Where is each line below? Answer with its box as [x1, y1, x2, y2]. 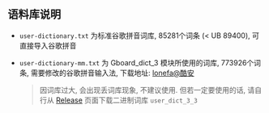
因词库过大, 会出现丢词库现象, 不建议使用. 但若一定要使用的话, [39, 85, 246, 94]
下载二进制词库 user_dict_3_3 [98, 95, 198, 105]
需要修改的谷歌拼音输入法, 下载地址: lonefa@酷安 [30, 68, 195, 77]
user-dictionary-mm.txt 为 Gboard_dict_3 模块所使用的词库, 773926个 [19, 57, 254, 67]
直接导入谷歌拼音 [19, 40, 77, 50]
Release [55, 95, 83, 105]
